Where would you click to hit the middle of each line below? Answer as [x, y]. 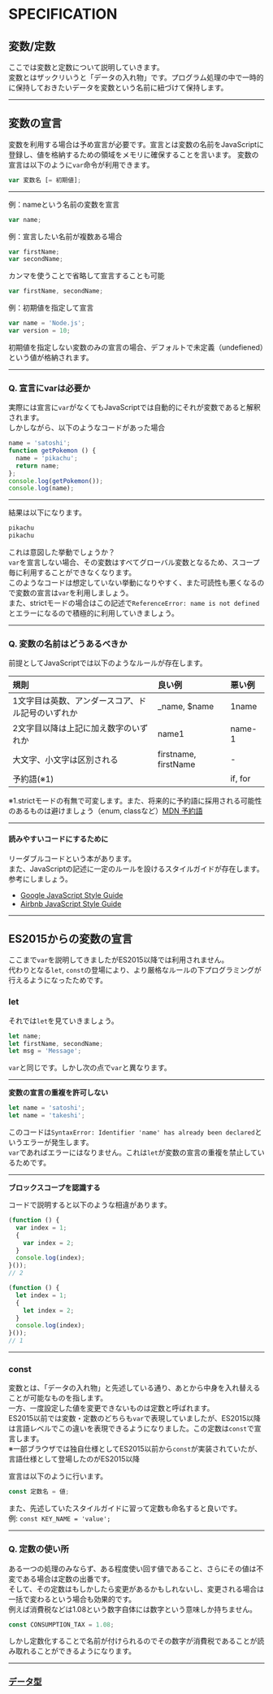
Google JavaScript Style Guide [71, 895]
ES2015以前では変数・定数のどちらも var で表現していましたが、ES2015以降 [135, 1418]
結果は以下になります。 [48, 512]
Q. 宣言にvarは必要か [50, 388]
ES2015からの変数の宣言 [71, 939]
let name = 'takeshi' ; [47, 1116]
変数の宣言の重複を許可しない [58, 1093]
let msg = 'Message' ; [45, 1051]
